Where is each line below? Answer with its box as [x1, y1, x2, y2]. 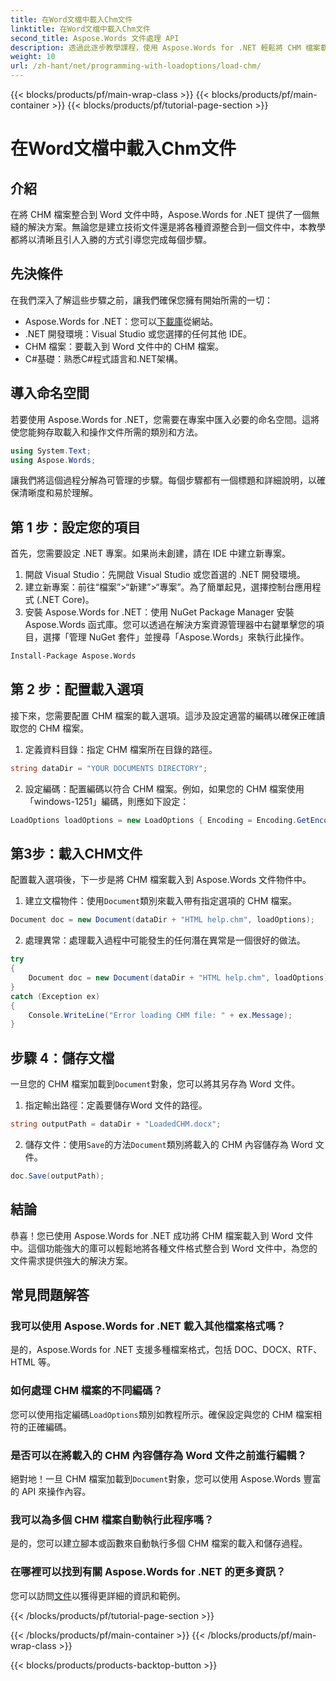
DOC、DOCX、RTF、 [234, 1344, 323, 1356]
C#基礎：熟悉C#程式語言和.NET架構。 [24, 352, 184, 365]
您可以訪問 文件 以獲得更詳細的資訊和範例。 [10, 1589, 186, 1601]
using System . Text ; [10, 446, 92, 456]
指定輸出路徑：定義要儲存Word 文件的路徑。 [24, 1099, 208, 1111]
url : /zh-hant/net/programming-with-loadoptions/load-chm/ [10, 61, 262, 71]
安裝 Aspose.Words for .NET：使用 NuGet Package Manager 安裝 [24, 606, 295, 618]
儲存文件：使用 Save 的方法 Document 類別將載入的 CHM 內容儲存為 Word [24, 1139, 313, 1150]
